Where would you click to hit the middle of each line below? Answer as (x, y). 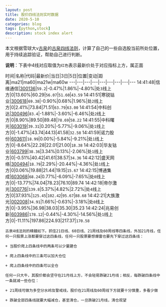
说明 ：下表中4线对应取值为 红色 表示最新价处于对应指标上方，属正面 (74, 65)
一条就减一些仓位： (22, 281)
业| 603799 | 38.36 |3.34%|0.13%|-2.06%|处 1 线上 (54, 151)
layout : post (19, 10)
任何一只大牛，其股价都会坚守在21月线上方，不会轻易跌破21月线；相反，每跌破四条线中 (83, 275)
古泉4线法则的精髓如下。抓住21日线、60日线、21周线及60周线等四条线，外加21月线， (81, 231)
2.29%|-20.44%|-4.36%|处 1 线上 (76, 164)
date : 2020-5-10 (22, 19)
